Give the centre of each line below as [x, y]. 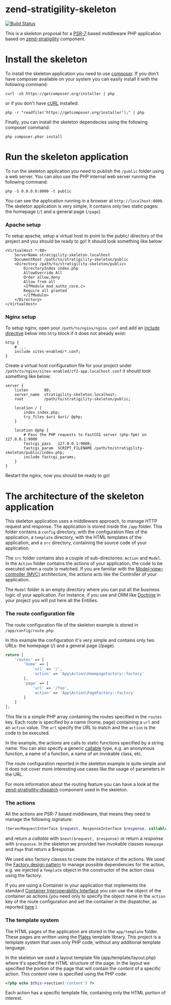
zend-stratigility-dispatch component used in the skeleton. [67, 790]
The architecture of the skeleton [75, 496]
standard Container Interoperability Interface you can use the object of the [83, 891]
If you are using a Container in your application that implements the [76, 885]
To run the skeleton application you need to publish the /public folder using [85, 171]
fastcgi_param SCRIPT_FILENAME [58, 448]
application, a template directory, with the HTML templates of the [73, 537]
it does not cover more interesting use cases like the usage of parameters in [85, 769]
